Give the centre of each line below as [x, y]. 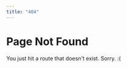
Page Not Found [47, 41]
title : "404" [23, 12]
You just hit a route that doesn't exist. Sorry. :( [64, 58]
